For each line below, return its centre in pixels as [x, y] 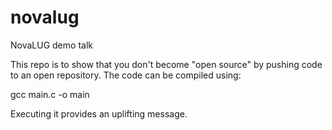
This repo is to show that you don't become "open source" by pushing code [166, 64]
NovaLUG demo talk [51, 45]
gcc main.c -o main [50, 94]
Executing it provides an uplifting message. [99, 113]
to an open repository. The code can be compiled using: [126, 75]
